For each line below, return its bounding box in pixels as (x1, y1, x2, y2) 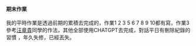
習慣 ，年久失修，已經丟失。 (6, 34, 75, 41)
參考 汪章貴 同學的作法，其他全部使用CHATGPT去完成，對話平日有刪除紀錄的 (6, 27, 191, 34)
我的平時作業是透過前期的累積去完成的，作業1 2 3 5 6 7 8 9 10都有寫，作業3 (6, 19, 190, 26)
